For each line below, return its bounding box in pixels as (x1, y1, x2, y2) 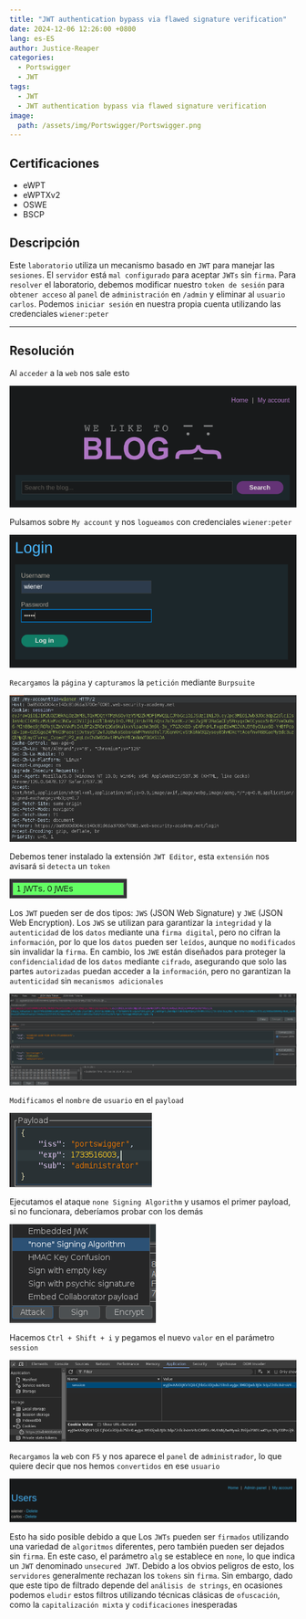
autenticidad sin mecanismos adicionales (9, 975, 164, 986)
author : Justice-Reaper (9, 44, 100, 53)
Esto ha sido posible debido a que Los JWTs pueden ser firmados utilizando (9, 1531, 290, 1542)
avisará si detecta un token (9, 861, 111, 872)
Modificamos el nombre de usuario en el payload (9, 1095, 184, 1106)
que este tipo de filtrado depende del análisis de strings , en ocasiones (9, 1580, 283, 1591)
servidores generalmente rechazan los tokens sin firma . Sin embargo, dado (9, 1571, 293, 1582)
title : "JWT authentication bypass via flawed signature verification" (9, 15, 287, 24)
